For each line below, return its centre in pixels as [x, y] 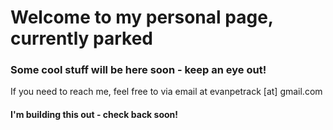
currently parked [81, 38]
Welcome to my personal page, [142, 17]
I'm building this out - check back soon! [94, 115]
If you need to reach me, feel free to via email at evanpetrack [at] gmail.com [166, 92]
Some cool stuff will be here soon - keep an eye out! [138, 70]
